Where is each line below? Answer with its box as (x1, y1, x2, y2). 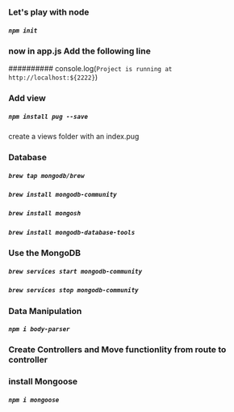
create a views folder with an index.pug (8, 132, 140, 142)
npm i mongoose (8, 396, 60, 404)
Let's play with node (8, 6, 90, 18)
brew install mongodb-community (8, 191, 117, 199)
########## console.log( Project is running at (8, 64, 173, 74)
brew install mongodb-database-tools (8, 228, 136, 236)
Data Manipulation (8, 305, 82, 316)
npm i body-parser (8, 325, 70, 333)
